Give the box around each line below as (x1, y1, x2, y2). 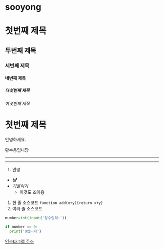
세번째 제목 (5, 62, 30, 69)
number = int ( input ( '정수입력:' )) (5, 216, 67, 221)
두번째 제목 (5, 46, 37, 55)
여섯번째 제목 (5, 101, 30, 107)
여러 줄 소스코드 (12, 206, 42, 212)
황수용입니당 (5, 147, 29, 153)
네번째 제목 (5, 75, 26, 81)
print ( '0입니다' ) (9, 229, 41, 234)
